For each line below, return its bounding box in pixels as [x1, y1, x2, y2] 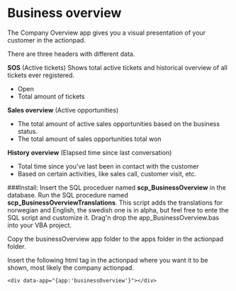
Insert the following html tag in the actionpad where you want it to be [7, 256, 208, 264]
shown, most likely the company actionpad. [7, 263, 135, 272]
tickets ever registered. [7, 71, 75, 79]
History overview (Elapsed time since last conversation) [7, 148, 172, 156]
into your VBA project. [7, 221, 72, 229]
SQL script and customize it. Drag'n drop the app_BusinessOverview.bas [7, 213, 220, 222]
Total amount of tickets [17, 92, 85, 101]
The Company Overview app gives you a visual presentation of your [7, 28, 206, 37]
